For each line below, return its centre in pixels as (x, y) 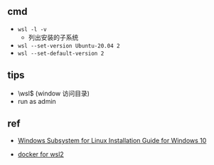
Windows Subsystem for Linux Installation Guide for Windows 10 (112, 141)
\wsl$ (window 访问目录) (54, 93)
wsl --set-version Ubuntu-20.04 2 (69, 46)
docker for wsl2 (41, 154)
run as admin (37, 101)
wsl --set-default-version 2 (61, 53)
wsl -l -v (32, 29)
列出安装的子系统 (53, 37)
